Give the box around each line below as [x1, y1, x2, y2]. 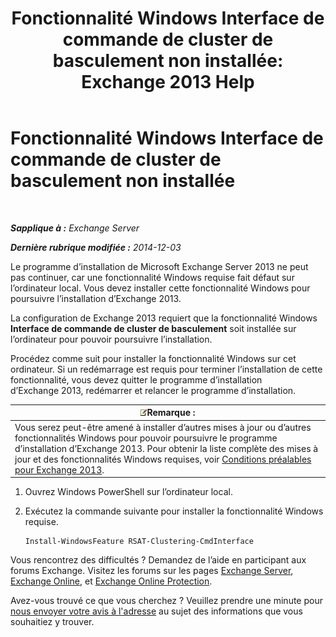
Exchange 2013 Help [81, 71, 255, 94]
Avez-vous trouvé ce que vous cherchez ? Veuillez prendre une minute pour [10, 595, 323, 607]
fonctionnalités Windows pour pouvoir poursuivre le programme [14, 432, 278, 444]
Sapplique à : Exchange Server [10, 222, 140, 234]
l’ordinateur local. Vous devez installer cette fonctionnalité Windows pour [10, 282, 311, 294]
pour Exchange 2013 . [14, 463, 105, 476]
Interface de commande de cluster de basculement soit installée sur [10, 322, 297, 334]
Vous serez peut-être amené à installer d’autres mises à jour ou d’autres [14, 421, 312, 433]
